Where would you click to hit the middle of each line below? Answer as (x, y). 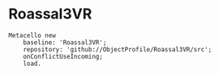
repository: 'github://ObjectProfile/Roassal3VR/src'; (118, 49)
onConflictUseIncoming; (63, 56)
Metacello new (32, 35)
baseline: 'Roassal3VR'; (65, 42)
